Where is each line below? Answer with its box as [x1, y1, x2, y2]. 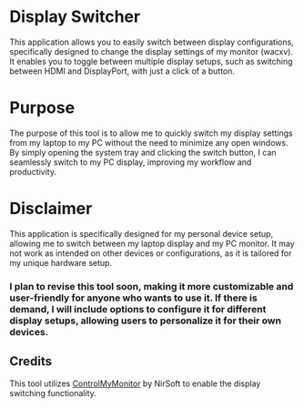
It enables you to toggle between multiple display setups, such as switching [9, 56, 293, 66]
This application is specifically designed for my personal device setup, [9, 228, 274, 239]
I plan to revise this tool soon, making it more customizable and [9, 280, 294, 292]
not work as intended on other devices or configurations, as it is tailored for [9, 248, 292, 259]
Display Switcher [9, 6, 141, 27]
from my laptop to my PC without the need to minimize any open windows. [9, 137, 289, 148]
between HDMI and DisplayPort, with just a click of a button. [9, 66, 235, 76]
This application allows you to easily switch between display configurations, [9, 36, 294, 47]
